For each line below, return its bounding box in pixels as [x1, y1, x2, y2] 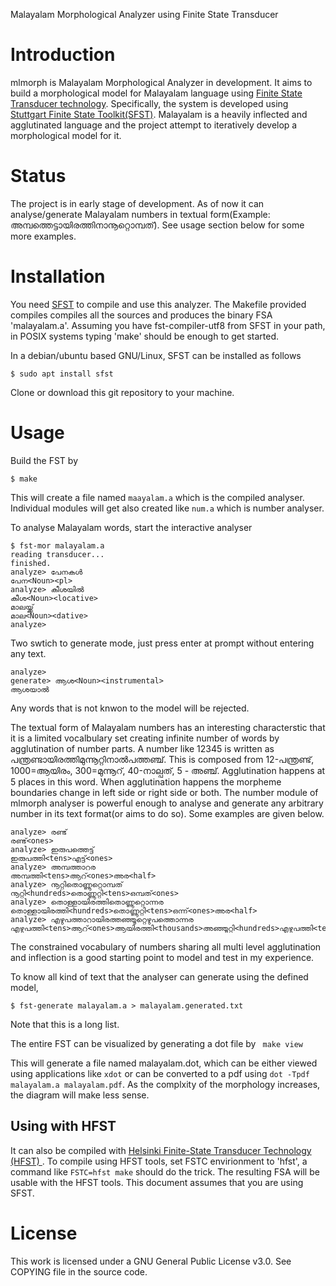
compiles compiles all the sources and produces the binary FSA [10, 309, 273, 321]
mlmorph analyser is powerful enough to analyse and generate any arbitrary [10, 797, 324, 809]
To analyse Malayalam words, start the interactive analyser [10, 521, 253, 533]
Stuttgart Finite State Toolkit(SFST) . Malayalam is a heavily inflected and [10, 108, 308, 120]
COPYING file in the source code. [10, 1265, 148, 1278]
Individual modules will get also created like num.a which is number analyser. [10, 502, 325, 514]
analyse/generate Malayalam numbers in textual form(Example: [10, 208, 271, 220]
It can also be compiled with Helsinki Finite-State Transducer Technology [10, 1144, 312, 1156]
